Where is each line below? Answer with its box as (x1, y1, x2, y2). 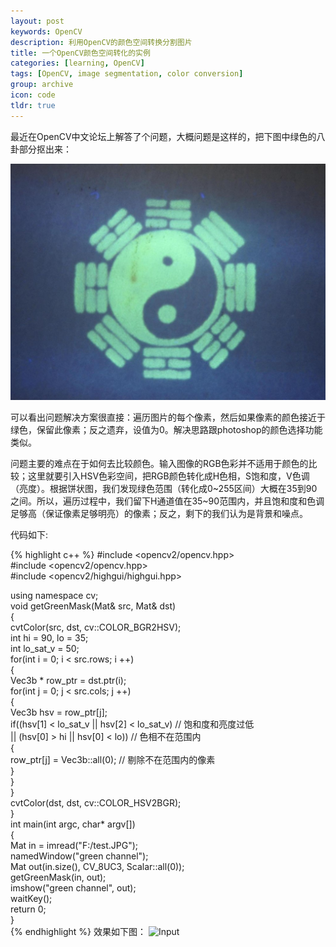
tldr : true (10, 100, 56, 110)
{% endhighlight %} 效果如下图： (10, 925, 147, 937)
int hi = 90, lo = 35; (10, 631, 89, 644)
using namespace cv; (10, 589, 99, 601)
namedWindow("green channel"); (10, 850, 149, 862)
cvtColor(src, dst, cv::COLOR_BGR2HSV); (10, 621, 182, 633)
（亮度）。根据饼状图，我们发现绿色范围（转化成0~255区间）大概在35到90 (10, 482, 318, 494)
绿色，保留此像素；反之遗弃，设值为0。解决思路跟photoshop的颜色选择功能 (10, 423, 323, 435)
